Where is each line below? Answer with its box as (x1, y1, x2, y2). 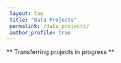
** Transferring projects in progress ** (6, 48, 115, 56)
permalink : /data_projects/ (9, 23, 90, 29)
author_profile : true (9, 29, 71, 36)
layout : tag (9, 10, 44, 17)
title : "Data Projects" (9, 16, 77, 23)
